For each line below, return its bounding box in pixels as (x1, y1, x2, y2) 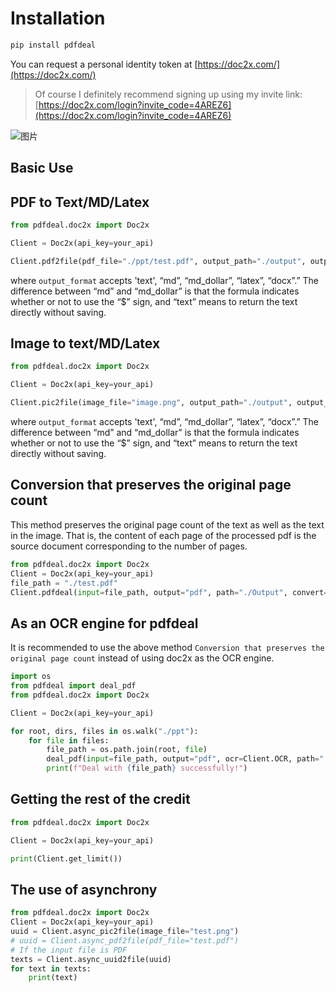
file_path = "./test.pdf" (10, 578, 118, 588)
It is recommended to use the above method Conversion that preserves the (10, 642, 325, 654)
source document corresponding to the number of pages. (10, 540, 248, 552)
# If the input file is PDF (10, 945, 128, 955)
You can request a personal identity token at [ (10, 58, 198, 70)
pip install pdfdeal (10, 40, 97, 50)
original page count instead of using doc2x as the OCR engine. (10, 652, 275, 664)
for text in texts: (10, 963, 92, 974)
